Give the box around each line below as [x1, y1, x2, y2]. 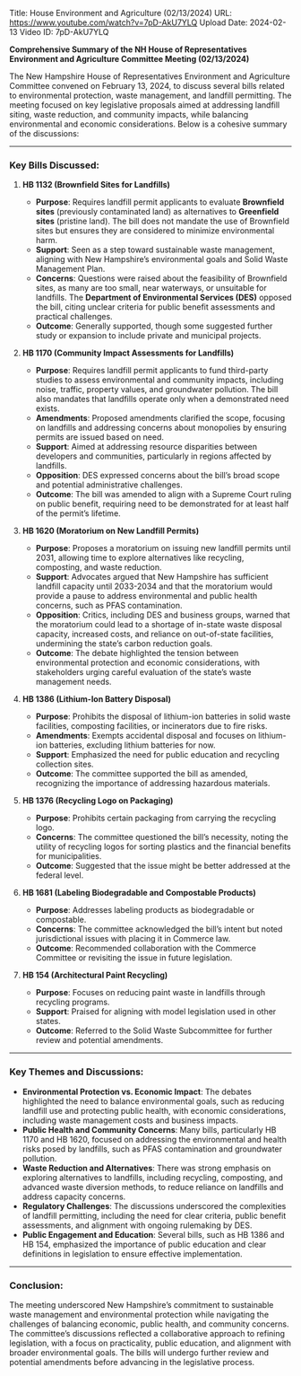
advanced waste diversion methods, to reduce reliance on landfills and [21, 1181, 284, 1192]
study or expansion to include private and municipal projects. [35, 330, 262, 341]
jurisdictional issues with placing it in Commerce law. [35, 933, 231, 944]
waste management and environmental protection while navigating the [9, 1309, 270, 1319]
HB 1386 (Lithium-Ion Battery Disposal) [21, 694, 172, 705]
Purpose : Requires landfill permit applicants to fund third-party [35, 365, 269, 376]
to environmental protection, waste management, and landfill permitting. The [9, 90, 292, 101]
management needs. [35, 677, 112, 688]
